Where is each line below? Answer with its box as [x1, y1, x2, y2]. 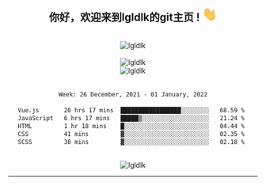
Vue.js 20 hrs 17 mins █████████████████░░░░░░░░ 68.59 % [17, 106, 245, 114]
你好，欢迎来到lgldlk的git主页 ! [48, 11, 200, 25]
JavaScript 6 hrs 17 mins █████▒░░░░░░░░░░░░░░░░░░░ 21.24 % [17, 114, 245, 122]
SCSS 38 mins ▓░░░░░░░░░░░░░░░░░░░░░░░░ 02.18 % [17, 138, 245, 145]
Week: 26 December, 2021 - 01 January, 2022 [58, 90, 208, 98]
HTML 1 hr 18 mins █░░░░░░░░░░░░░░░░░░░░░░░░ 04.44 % [17, 122, 245, 130]
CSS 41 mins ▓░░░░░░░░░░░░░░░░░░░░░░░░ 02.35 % [17, 130, 245, 138]
